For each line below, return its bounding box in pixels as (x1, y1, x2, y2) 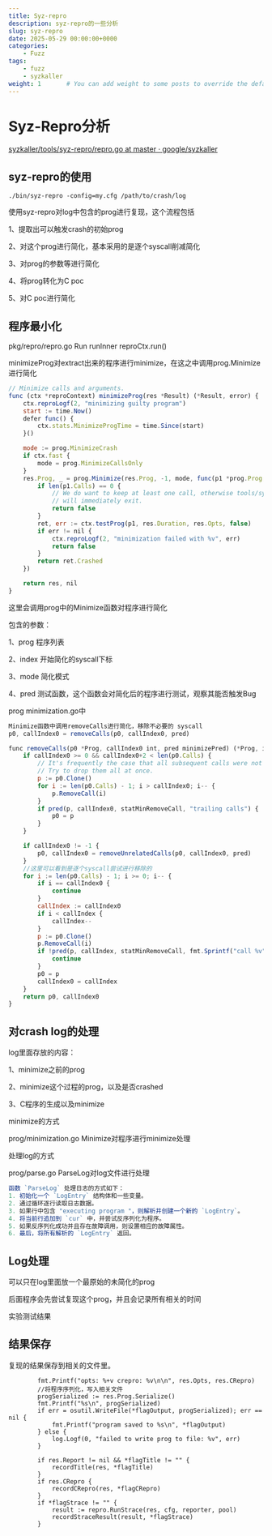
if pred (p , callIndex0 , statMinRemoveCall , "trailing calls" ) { (37, 804, 259, 813)
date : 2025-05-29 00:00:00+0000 (8, 34, 117, 43)
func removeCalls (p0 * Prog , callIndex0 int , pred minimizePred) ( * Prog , (8, 744, 259, 752)
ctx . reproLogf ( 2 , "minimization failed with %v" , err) (51, 534, 241, 543)
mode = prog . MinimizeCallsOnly (37, 459, 143, 467)
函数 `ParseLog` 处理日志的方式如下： (8, 1184, 125, 1192)
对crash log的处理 (8, 1025, 100, 1038)
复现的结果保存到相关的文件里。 (8, 1360, 115, 1370)
